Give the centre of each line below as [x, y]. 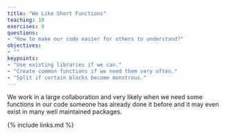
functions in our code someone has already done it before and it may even [113, 105]
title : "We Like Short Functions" [57, 13]
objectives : [24, 45]
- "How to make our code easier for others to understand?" [96, 39]
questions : [23, 33]
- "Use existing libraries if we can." [65, 65]
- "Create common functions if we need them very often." [92, 71]
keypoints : [23, 59]
